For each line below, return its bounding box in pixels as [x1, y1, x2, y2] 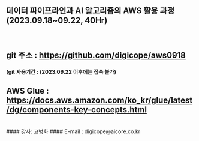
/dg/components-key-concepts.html [6, 104, 147, 115]
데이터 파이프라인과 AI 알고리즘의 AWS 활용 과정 [6, 5, 175, 16]
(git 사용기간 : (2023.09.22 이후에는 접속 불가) [6, 68, 117, 75]
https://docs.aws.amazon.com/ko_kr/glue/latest [6, 95, 193, 106]
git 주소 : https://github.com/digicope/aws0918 [6, 50, 186, 61]
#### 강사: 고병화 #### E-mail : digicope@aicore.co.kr [6, 128, 141, 135]
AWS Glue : [6, 86, 49, 96]
